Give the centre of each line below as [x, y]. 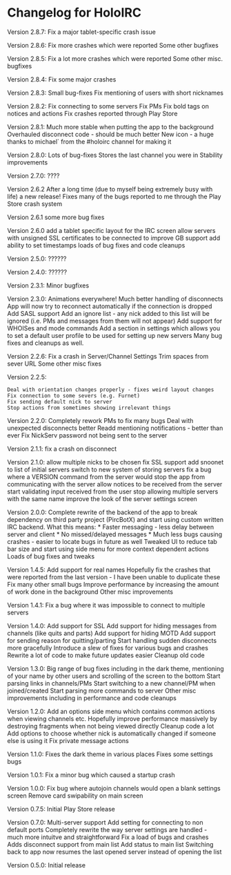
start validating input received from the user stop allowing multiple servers [113, 491]
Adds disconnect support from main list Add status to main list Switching [110, 844]
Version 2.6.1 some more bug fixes [56, 217]
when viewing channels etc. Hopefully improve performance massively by [112, 718]
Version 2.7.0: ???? [33, 176]
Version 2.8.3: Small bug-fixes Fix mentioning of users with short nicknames [115, 93]
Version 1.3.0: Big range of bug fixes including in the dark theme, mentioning [115, 668]
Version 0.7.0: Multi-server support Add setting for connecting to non [105, 822]
